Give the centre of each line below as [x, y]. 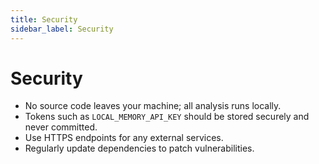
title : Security [44, 19]
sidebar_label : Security [62, 29]
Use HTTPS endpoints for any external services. [124, 138]
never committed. [61, 127]
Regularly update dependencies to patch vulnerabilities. [139, 148]
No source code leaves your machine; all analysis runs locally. [153, 106]
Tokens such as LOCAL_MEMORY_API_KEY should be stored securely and [167, 117]
